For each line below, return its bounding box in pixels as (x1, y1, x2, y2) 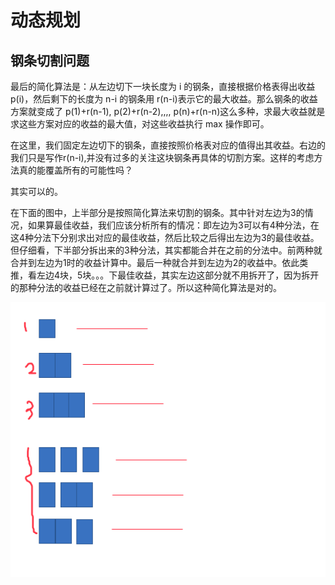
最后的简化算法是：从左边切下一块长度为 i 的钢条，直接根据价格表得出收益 (10, 81, 316, 92)
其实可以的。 (10, 186, 63, 197)
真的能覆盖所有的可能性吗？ (18, 164, 133, 176)
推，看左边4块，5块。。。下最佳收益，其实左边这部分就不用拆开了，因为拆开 (10, 269, 320, 281)
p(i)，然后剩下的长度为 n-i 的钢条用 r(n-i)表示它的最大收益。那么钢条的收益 (10, 93, 318, 105)
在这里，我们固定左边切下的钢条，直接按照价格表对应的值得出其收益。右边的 (10, 139, 326, 151)
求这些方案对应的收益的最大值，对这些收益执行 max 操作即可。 (10, 118, 270, 130)
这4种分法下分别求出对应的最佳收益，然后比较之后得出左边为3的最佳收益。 (10, 232, 320, 243)
